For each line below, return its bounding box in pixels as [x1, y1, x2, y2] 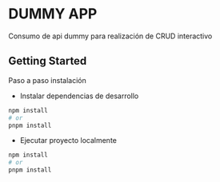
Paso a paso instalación [8, 75, 86, 85]
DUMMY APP [8, 5, 98, 23]
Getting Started [8, 54, 87, 68]
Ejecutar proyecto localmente [19, 136, 118, 145]
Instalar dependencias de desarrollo [19, 91, 139, 101]
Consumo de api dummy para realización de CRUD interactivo [8, 31, 213, 41]
